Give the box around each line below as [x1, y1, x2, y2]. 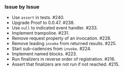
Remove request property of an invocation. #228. [11, 35, 111, 41]
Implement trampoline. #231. [11, 30, 70, 36]
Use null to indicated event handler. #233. [11, 25, 98, 31]
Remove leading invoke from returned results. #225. [11, 41, 117, 47]
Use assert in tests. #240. [11, 15, 65, 21]
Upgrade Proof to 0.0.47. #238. [11, 20, 75, 25]
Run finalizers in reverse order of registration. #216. [11, 56, 116, 62]
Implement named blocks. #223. [11, 51, 77, 57]
